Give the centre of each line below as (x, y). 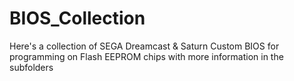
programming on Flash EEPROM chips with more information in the (146, 56)
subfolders (31, 67)
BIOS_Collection (77, 18)
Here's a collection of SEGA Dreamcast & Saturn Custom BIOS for (144, 46)
